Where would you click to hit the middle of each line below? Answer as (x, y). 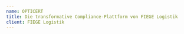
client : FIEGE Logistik (35, 22)
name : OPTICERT (25, 11)
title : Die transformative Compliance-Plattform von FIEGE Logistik (92, 17)
